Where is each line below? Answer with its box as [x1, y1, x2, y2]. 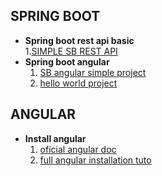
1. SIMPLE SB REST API [24, 45, 118, 57]
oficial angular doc [39, 143, 117, 155]
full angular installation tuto [39, 154, 152, 166]
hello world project [39, 77, 118, 89]
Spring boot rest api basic [24, 34, 135, 46]
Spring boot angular [24, 55, 110, 68]
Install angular [24, 132, 87, 144]
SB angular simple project [39, 66, 147, 78]
